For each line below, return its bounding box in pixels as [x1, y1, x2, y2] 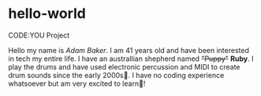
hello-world [8, 5, 87, 23]
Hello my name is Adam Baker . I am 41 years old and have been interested [8, 45, 250, 55]
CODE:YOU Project [8, 30, 70, 40]
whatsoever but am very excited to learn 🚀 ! [8, 79, 146, 88]
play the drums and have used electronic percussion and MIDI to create [8, 62, 240, 71]
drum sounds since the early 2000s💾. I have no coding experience [8, 70, 225, 80]
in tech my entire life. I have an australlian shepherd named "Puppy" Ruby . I [8, 54, 254, 63]
